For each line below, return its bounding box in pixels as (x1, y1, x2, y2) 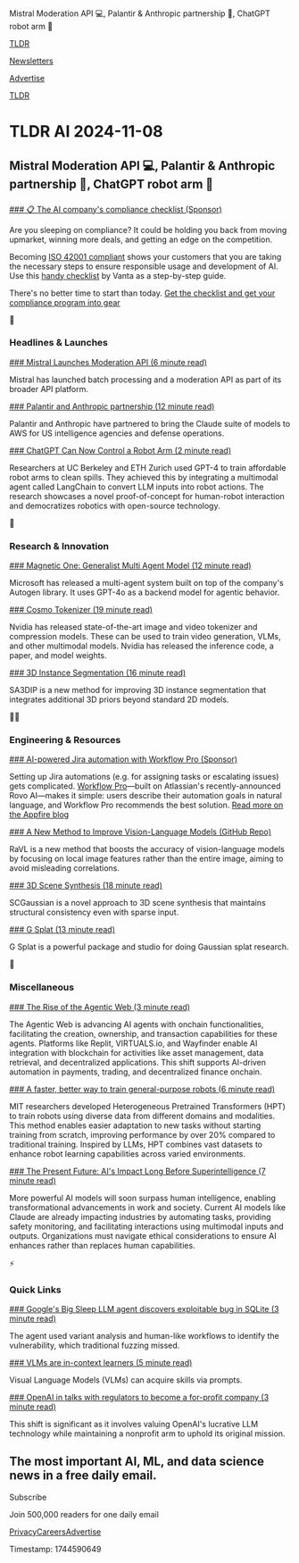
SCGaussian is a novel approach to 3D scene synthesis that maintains (9, 898, 266, 908)
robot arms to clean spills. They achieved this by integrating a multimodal (9, 472, 278, 482)
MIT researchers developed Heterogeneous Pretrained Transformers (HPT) (9, 1100, 286, 1111)
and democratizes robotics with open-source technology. (9, 500, 220, 511)
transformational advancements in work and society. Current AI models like (9, 1201, 287, 1213)
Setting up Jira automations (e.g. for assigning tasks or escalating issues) (9, 772, 279, 782)
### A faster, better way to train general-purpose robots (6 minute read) (9, 1083, 275, 1094)
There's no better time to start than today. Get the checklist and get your (9, 288, 276, 298)
